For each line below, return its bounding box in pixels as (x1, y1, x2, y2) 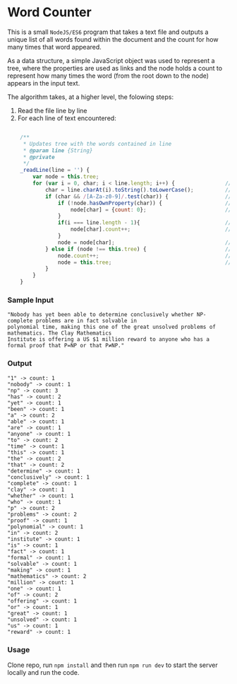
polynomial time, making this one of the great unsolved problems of (7, 323, 217, 331)
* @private (23, 153, 55, 161)
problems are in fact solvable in (35, 318, 138, 325)
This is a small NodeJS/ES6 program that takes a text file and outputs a (7, 28, 209, 36)
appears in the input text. (7, 79, 80, 87)
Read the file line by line (17, 106, 87, 115)
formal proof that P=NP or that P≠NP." (7, 342, 125, 349)
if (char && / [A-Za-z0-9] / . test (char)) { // (44, 192, 232, 200)
